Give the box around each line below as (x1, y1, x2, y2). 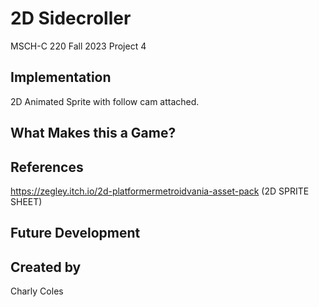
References (10, 158, 84, 176)
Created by (10, 258, 82, 276)
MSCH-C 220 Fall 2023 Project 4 (10, 40, 147, 52)
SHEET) (10, 195, 43, 207)
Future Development (10, 225, 141, 242)
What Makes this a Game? (10, 125, 177, 142)
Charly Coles (10, 285, 64, 297)
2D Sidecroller (10, 7, 132, 30)
